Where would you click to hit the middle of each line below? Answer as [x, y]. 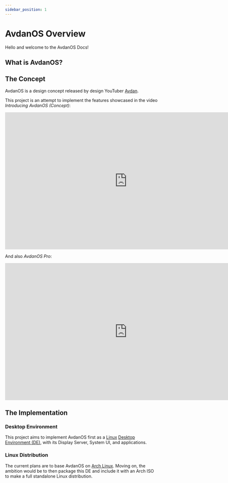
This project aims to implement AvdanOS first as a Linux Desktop [70, 437]
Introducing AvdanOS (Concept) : [38, 105]
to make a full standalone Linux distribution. [49, 476]
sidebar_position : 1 [26, 10]
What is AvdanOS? [34, 62]
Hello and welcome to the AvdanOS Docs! [47, 47]
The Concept [25, 79]
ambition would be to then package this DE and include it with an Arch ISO [80, 471]
